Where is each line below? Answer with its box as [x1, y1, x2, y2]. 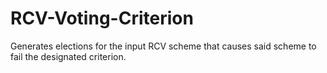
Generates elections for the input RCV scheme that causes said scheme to [10, 40, 317, 52]
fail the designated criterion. [10, 50, 127, 62]
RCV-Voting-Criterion [10, 7, 194, 30]
